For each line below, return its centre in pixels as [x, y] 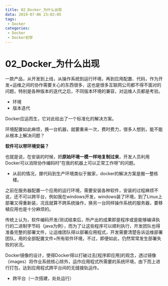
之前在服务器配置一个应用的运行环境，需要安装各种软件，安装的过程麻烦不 [82, 190]
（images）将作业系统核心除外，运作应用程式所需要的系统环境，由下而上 [80, 261]
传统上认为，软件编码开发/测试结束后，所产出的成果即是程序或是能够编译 [80, 220]
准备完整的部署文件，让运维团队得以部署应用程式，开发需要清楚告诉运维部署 [84, 232]
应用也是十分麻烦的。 [31, 209]
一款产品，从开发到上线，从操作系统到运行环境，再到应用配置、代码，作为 [82, 78]
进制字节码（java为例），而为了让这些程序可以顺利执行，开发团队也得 [89, 226]
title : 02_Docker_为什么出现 [34, 10]
